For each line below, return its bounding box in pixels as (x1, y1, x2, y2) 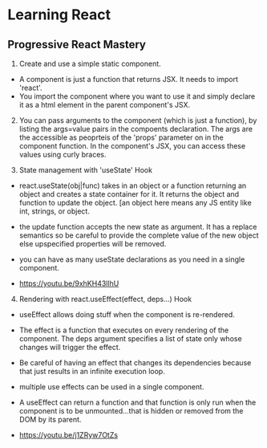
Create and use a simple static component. (18, 59, 161, 68)
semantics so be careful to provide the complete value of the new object (18, 230, 259, 240)
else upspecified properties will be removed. (18, 239, 167, 248)
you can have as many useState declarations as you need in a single (18, 255, 245, 264)
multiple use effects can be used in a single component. (18, 382, 204, 391)
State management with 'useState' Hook (18, 165, 153, 174)
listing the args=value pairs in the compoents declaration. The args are (18, 124, 253, 133)
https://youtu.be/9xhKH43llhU (18, 279, 119, 288)
